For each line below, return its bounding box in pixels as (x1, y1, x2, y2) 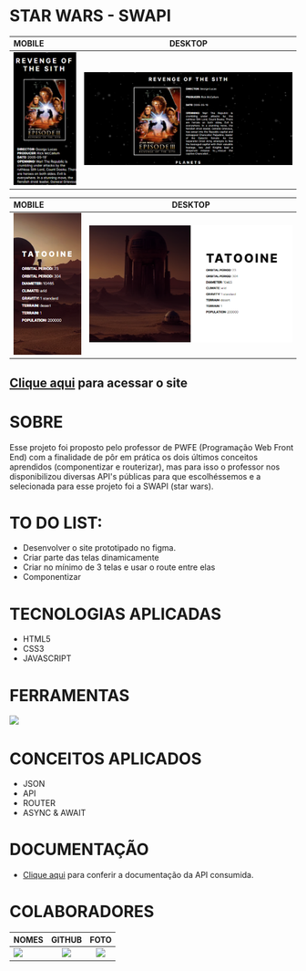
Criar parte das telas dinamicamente (22, 553, 159, 563)
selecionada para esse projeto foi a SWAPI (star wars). (9, 480, 214, 491)
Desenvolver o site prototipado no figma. (22, 542, 176, 553)
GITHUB (51, 934, 82, 945)
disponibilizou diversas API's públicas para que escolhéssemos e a (9, 470, 261, 481)
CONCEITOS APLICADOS (9, 749, 202, 769)
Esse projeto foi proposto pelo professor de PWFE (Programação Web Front (9, 441, 294, 452)
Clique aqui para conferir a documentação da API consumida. (22, 870, 254, 881)
